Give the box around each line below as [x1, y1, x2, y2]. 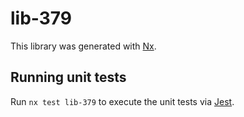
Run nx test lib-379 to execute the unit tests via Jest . [10, 95, 235, 107]
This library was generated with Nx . [10, 40, 157, 52]
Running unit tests [10, 69, 127, 86]
